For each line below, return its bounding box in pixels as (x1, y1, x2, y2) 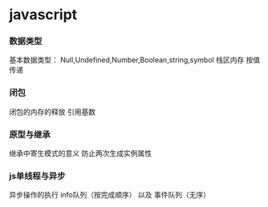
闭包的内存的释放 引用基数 (9, 106, 95, 117)
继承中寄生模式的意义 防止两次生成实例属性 (9, 149, 152, 158)
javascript (9, 6, 78, 24)
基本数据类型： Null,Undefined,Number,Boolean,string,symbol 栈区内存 (9, 55, 245, 65)
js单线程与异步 (9, 170, 66, 181)
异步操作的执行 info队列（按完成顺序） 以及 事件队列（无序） (9, 190, 211, 200)
